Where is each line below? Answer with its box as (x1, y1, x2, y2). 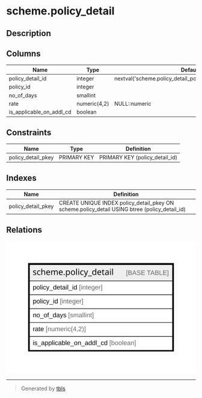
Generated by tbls (20, 385, 66, 392)
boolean (76, 108, 97, 115)
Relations (6, 225, 43, 235)
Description (6, 28, 51, 38)
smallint (76, 91, 96, 99)
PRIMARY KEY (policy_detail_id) (99, 154, 177, 161)
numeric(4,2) (76, 100, 109, 107)
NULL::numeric (114, 100, 151, 107)
